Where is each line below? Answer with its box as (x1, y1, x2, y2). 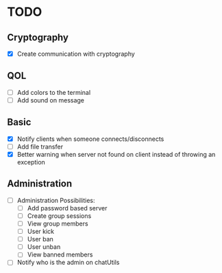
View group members (27, 219, 88, 228)
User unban (27, 243, 61, 251)
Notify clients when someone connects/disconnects (16, 135, 164, 143)
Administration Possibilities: (16, 196, 95, 204)
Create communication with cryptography (16, 50, 135, 58)
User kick (27, 228, 55, 236)
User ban (27, 235, 53, 243)
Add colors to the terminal (16, 88, 91, 96)
